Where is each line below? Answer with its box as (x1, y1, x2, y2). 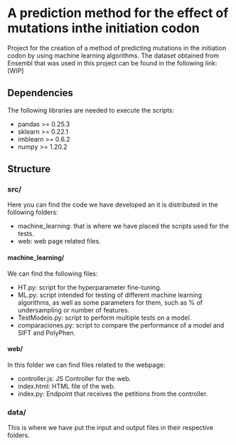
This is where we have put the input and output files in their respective (7, 424, 214, 432)
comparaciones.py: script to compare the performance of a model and (17, 320, 225, 329)
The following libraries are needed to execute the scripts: (7, 105, 175, 115)
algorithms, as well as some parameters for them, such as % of (17, 298, 203, 307)
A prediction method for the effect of (7, 5, 229, 21)
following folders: (7, 208, 58, 216)
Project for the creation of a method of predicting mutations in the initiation (7, 43, 227, 52)
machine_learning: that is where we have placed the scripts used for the (17, 222, 230, 231)
